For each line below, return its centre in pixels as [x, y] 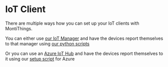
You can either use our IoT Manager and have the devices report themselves [84, 38]
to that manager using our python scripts [47, 43]
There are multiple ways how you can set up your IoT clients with [72, 23]
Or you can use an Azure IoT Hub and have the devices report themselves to [84, 53]
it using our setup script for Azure [40, 58]
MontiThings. [19, 28]
